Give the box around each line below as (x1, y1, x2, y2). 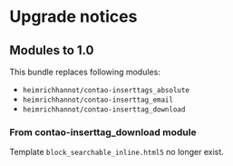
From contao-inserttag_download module (9, 125, 197, 138)
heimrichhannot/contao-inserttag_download (22, 105, 186, 114)
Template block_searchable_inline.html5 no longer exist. (9, 147, 224, 158)
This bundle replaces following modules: (9, 66, 160, 77)
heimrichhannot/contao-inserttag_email (22, 95, 174, 104)
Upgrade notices (9, 6, 138, 27)
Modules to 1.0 (9, 43, 94, 58)
